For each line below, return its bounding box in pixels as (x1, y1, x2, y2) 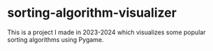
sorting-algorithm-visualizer (7, 5, 177, 21)
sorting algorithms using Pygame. (7, 35, 104, 43)
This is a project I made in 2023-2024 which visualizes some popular (7, 28, 206, 36)
